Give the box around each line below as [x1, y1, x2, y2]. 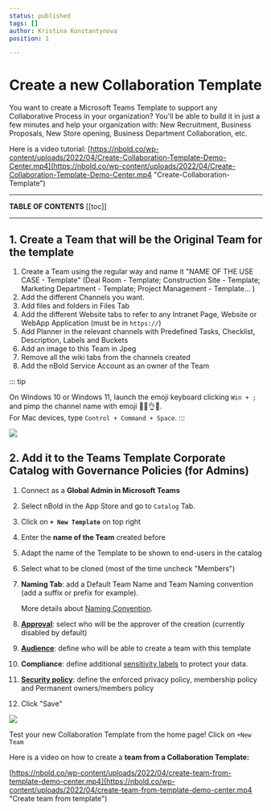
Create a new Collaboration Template [9, 76, 262, 94]
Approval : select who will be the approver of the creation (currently [20, 619, 245, 629]
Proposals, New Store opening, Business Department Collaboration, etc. [9, 128, 248, 138]
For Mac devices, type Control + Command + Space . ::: [9, 413, 186, 422]
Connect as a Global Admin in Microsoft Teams [20, 485, 180, 495]
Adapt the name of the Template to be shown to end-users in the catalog [20, 548, 262, 558]
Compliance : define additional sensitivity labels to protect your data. [20, 658, 248, 668]
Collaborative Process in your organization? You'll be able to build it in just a [9, 111, 261, 121]
